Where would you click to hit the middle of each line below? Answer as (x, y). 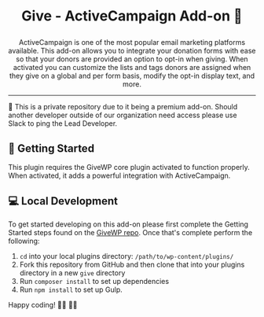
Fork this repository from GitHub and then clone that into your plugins (132, 264)
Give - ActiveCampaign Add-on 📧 (132, 16)
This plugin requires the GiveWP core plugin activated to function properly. (129, 167)
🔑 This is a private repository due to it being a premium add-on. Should (123, 107)
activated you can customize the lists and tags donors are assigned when (132, 68)
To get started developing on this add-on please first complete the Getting (128, 224)
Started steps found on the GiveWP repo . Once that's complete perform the (130, 232)
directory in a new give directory (72, 273)
